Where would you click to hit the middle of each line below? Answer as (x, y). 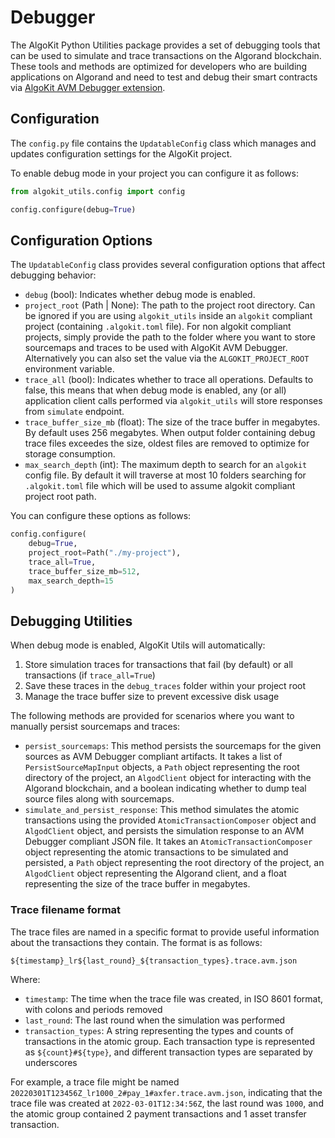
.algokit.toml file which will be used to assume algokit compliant (160, 486)
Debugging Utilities (71, 621)
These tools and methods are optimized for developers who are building (159, 66)
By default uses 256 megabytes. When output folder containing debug (170, 433)
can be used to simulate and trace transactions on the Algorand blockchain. (166, 55)
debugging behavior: (53, 275)
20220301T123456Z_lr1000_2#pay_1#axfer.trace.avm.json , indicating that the (166, 1092)
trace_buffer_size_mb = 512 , (84, 571)
